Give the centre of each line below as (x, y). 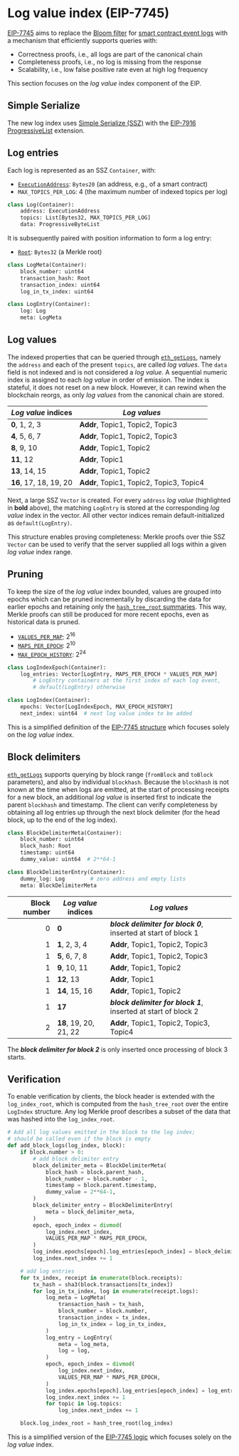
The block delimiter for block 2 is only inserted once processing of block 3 (118, 1049)
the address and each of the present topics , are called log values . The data (117, 365)
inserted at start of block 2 (154, 1011)
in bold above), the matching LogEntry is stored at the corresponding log (113, 507)
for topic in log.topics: (84, 1404)
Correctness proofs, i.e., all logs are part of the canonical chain (110, 54)
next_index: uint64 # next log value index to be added (106, 713)
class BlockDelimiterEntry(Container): (67, 872)
